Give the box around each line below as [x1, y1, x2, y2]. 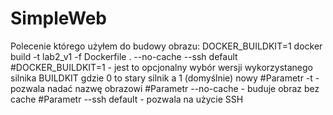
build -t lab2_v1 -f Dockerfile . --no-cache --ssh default [10, 50, 238, 62]
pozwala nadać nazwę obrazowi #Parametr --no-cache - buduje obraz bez [10, 82, 320, 94]
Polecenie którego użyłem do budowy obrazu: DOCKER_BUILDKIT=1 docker [10, 40, 323, 52]
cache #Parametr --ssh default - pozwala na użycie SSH [10, 93, 244, 105]
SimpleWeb [10, 7, 107, 30]
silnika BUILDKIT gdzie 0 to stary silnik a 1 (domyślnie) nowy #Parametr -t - [10, 72, 320, 84]
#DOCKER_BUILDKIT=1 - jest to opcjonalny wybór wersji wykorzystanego [10, 61, 313, 73]
